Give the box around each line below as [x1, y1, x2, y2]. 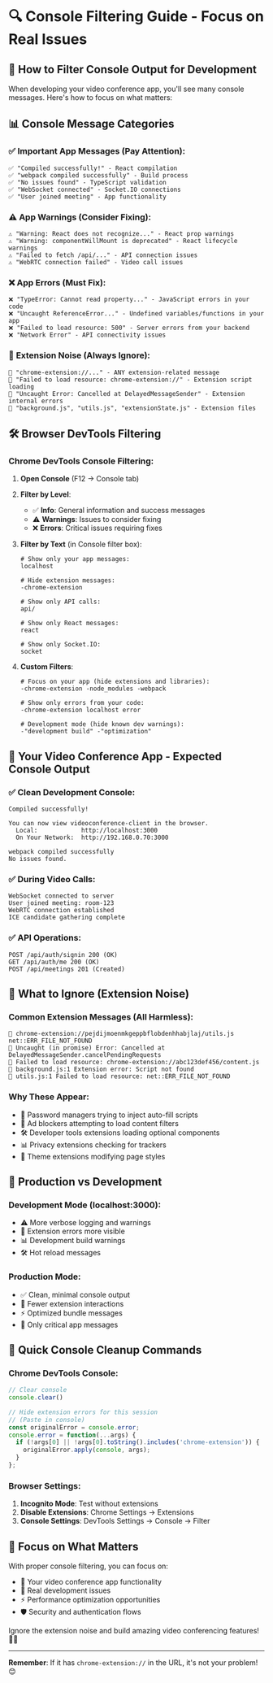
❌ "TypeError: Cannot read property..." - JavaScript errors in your [8, 295, 250, 304]
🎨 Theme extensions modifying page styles [19, 1151, 166, 1161]
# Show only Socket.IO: [19, 641, 102, 649]
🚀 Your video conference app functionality [19, 1577, 162, 1587]
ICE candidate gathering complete [8, 913, 126, 922]
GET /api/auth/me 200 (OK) [8, 958, 100, 966]
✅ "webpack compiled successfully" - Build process [8, 171, 188, 180]
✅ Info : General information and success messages [32, 506, 206, 515]
